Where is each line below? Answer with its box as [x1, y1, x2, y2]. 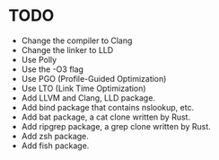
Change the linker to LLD [21, 44, 114, 55]
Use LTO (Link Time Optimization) [21, 83, 146, 93]
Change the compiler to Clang [21, 35, 133, 46]
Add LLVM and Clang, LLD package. [21, 92, 156, 103]
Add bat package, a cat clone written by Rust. [21, 111, 190, 122]
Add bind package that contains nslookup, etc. [21, 102, 195, 112]
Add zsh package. [21, 130, 89, 141]
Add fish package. [21, 140, 90, 151]
